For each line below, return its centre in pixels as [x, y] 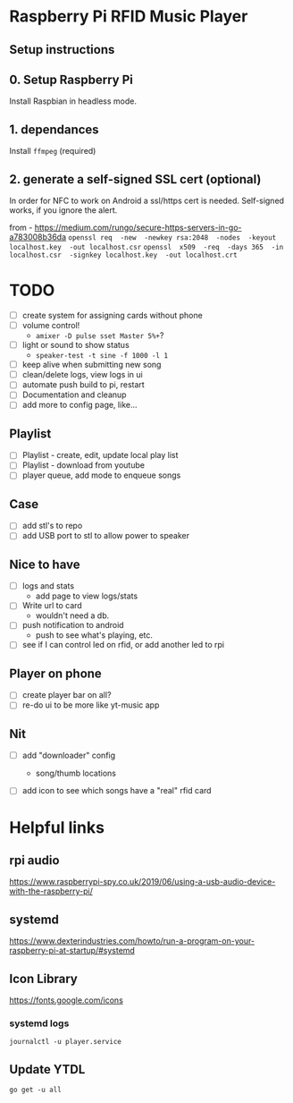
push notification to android [73, 625]
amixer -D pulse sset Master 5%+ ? [100, 335]
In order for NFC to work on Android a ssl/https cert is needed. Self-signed [146, 201]
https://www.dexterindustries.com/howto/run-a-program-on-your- [132, 941]
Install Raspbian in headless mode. [73, 101]
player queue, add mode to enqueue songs [101, 475]
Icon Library [43, 978]
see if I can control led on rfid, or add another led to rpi [123, 645]
